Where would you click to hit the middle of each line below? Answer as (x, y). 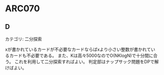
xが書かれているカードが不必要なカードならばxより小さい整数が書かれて (78, 49)
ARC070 (23, 9)
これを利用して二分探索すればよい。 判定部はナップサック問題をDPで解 (87, 62)
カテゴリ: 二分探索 (23, 39)
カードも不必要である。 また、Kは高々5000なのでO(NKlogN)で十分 (77, 55)
